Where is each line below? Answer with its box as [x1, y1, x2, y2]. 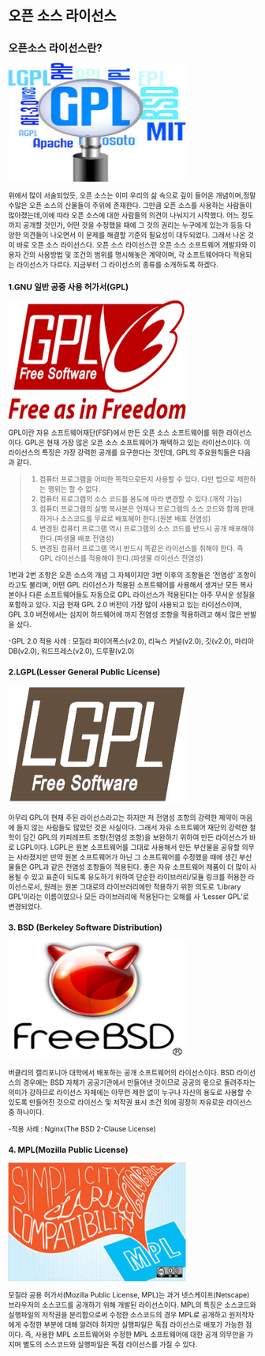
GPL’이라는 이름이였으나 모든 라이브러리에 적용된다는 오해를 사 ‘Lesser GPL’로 [8, 891, 250, 901]
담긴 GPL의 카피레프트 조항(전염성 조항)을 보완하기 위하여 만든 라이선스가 [22, 832, 248, 842]
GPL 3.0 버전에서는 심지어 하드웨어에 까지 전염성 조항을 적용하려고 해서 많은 [8, 610, 242, 619]
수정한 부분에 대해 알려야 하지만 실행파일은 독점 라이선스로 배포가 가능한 [22, 1320, 244, 1329]
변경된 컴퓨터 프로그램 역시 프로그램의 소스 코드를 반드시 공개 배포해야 [39, 523, 255, 534]
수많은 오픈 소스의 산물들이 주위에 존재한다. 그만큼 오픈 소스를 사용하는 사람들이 [8, 201, 252, 210]
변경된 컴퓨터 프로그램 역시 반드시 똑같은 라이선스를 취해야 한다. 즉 [39, 543, 244, 553]
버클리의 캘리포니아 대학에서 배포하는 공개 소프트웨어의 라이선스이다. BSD [8, 1067, 235, 1077]
